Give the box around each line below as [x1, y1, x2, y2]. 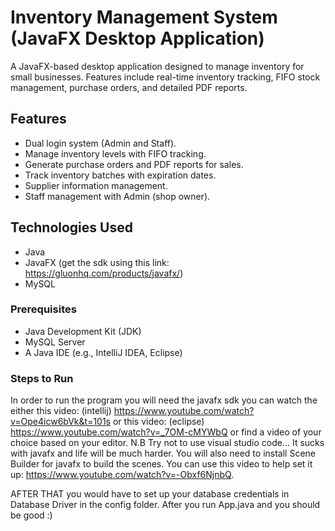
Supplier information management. [24, 179, 168, 191]
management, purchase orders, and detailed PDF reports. [10, 81, 248, 93]
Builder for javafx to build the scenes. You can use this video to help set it [10, 458, 313, 470]
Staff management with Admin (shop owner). [24, 190, 211, 202]
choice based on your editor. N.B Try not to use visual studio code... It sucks [10, 437, 325, 449]
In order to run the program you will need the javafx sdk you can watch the [10, 394, 318, 406]
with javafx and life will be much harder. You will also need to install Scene [10, 447, 316, 460]
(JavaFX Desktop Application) [10, 27, 265, 50]
